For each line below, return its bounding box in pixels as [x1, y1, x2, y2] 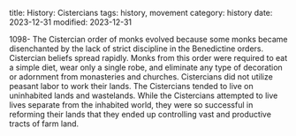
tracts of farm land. [9, 118, 80, 129]
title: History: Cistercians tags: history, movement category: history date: [9, 8, 273, 18]
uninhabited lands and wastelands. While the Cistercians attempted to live [9, 90, 278, 101]
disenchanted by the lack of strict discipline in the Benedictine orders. [9, 43, 263, 54]
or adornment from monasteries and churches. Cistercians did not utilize [9, 72, 274, 82]
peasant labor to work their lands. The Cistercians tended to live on [9, 81, 254, 91]
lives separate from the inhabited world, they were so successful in [9, 100, 254, 110]
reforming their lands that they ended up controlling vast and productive [9, 110, 272, 119]
